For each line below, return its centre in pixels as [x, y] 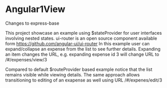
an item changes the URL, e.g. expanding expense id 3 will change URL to [82, 54]
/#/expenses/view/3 [26, 59]
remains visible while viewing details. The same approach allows [73, 74]
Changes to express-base [32, 23]
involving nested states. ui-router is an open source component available [81, 38]
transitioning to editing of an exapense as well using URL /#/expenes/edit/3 [84, 80]
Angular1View [35, 9]
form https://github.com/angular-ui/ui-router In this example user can [78, 43]
